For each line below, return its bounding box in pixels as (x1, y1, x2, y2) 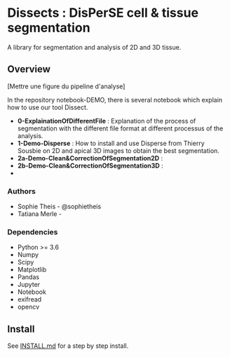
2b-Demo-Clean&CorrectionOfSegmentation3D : (17, 161, 163, 170)
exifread (17, 295, 42, 304)
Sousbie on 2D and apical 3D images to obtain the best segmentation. (17, 146, 219, 155)
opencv (17, 303, 40, 311)
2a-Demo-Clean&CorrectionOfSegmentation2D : (17, 154, 163, 162)
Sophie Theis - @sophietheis (17, 202, 102, 211)
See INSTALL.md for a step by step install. (7, 342, 129, 350)
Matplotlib (17, 265, 47, 274)
